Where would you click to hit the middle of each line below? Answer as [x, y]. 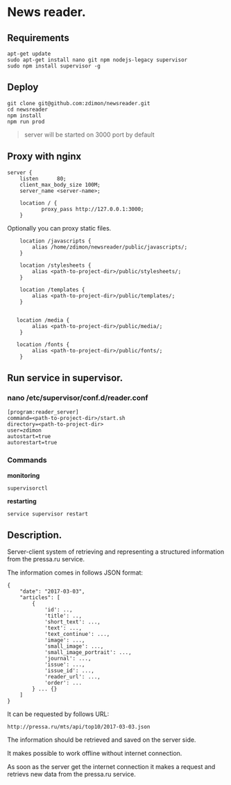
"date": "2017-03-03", [52, 592]
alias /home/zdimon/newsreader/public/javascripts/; [110, 247]
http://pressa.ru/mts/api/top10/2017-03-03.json [79, 727]
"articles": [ [40, 598]
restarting [22, 501]
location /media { [43, 320]
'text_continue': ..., [77, 635]
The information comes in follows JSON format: [75, 573]
